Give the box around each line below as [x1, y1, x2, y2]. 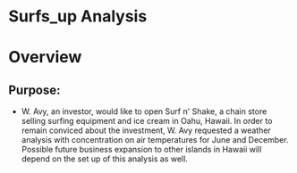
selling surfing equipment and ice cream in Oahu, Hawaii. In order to [21, 116, 273, 127]
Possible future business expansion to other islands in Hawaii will [21, 144, 262, 155]
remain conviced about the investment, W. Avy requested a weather [21, 125, 272, 136]
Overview [8, 47, 82, 68]
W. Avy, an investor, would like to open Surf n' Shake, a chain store [21, 106, 267, 117]
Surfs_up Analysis [8, 6, 148, 27]
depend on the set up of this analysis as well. [21, 153, 189, 164]
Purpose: [8, 82, 61, 97]
